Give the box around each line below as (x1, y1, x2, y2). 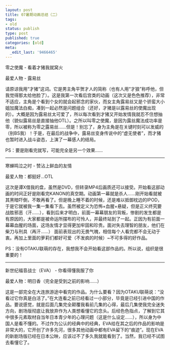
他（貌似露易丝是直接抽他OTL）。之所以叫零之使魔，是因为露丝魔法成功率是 (5, 117, 163, 123)
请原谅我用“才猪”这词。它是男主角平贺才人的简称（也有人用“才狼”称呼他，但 (5, 85, 164, 92)
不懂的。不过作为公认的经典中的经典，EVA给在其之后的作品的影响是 (22, 320, 164, 326)
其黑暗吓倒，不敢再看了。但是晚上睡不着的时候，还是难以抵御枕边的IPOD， (5, 197, 162, 203)
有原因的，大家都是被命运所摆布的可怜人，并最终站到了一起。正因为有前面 (5, 215, 160, 222)
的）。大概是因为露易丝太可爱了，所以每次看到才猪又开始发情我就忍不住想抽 (5, 111, 163, 117)
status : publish (5, 26, 39, 31)
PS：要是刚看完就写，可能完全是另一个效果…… (5, 147, 103, 153)
